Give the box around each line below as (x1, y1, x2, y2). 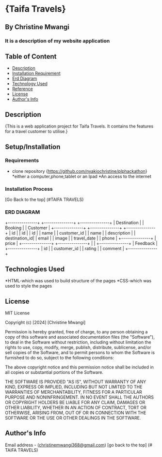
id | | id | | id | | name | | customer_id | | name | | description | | (11, 230, 136, 236)
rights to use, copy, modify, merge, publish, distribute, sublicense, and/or (5, 345, 151, 350)
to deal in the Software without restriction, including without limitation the (5, 339, 151, 345)
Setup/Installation (5, 143, 61, 151)
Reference (12, 86, 33, 92)
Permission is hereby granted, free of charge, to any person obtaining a (5, 329, 148, 335)
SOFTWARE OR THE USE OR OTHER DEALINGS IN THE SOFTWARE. (5, 415, 141, 421)
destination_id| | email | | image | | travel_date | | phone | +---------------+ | (5, 235, 156, 241)
